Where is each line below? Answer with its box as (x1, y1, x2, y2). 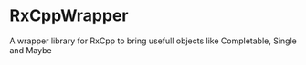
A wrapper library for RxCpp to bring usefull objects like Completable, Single (9, 35, 297, 46)
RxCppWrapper (9, 5, 130, 26)
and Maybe (9, 44, 52, 55)
